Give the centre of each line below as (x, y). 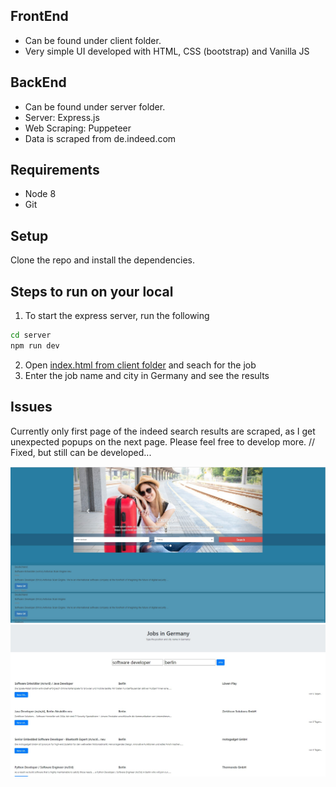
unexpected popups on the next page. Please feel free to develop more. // (163, 441)
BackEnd (38, 82)
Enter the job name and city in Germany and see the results (147, 375)
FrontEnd (39, 16)
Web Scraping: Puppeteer (78, 128)
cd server (31, 335)
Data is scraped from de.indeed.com (100, 138)
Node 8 (40, 194)
